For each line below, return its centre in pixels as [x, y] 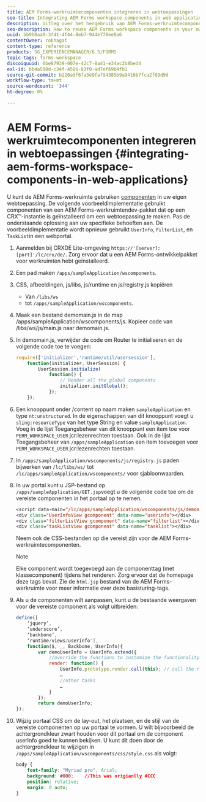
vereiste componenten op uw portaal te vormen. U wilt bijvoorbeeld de [105, 727]
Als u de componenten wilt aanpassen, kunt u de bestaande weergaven [106, 600]
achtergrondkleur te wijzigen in [55, 747]
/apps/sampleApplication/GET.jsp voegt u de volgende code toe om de [105, 492]
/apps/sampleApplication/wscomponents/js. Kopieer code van [94, 321]
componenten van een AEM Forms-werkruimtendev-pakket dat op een [96, 210]
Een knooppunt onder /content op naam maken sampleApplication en [103, 409]
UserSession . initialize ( [70, 369]
